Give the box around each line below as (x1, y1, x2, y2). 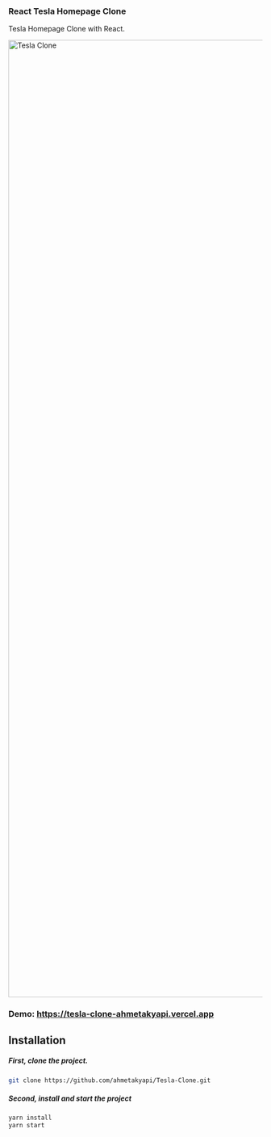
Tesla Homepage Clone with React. (8, 24, 125, 34)
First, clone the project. (8, 1055, 89, 1066)
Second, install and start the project (8, 1093, 131, 1103)
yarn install (8, 1114, 52, 1122)
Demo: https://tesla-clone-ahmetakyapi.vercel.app (8, 1009, 215, 1020)
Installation (8, 1033, 66, 1047)
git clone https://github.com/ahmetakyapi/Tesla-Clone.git (8, 1076, 211, 1085)
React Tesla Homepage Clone (8, 6, 127, 17)
